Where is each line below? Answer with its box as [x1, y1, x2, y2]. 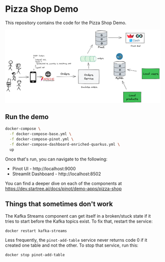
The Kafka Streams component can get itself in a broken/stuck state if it [5, 213, 151, 219]
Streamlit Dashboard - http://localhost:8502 [12, 171, 101, 177]
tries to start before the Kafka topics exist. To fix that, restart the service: [5, 218, 153, 224]
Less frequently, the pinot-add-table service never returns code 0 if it [5, 237, 147, 243]
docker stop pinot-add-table [5, 252, 65, 257]
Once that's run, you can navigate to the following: [5, 156, 107, 162]
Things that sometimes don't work [5, 200, 113, 208]
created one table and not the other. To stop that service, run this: [5, 242, 139, 248]
